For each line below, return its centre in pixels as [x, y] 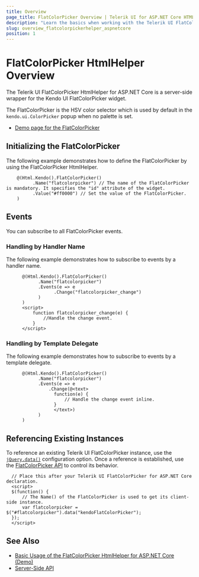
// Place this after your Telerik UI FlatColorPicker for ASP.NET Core [102, 476]
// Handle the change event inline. [110, 400]
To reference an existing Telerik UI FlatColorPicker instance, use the [89, 453]
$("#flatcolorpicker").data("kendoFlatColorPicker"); [74, 513]
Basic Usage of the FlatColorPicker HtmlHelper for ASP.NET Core [94, 555]
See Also [23, 541]
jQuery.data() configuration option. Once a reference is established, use [95, 459]
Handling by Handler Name [46, 246]
